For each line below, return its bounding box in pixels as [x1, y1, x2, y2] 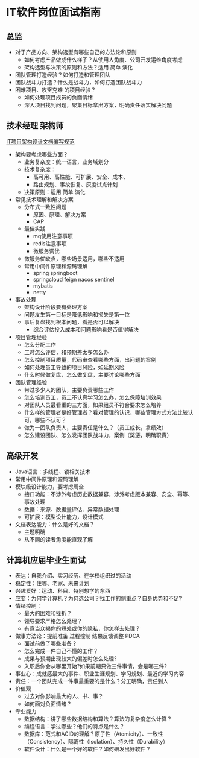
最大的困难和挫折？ [24, 610, 72, 617]
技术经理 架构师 [6, 121, 64, 131]
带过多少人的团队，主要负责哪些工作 [24, 386, 115, 393]
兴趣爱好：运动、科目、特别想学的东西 [14, 587, 110, 595]
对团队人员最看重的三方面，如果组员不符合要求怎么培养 [24, 401, 162, 408]
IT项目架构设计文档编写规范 [6, 137, 75, 145]
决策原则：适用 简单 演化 [24, 188, 86, 195]
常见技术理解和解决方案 [14, 195, 74, 203]
